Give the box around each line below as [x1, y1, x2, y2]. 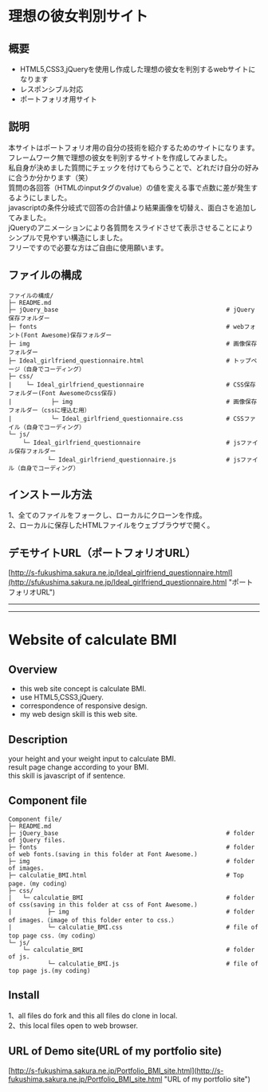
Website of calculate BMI [8, 631, 177, 649]
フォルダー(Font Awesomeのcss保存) [8, 389, 117, 397]
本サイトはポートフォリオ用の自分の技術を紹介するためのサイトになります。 [8, 142, 259, 152]
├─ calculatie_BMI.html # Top [8, 871, 245, 879]
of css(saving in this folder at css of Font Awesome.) [8, 901, 198, 909]
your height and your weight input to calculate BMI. [8, 754, 176, 764]
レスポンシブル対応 [19, 85, 84, 94]
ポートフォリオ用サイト [19, 94, 97, 104]
